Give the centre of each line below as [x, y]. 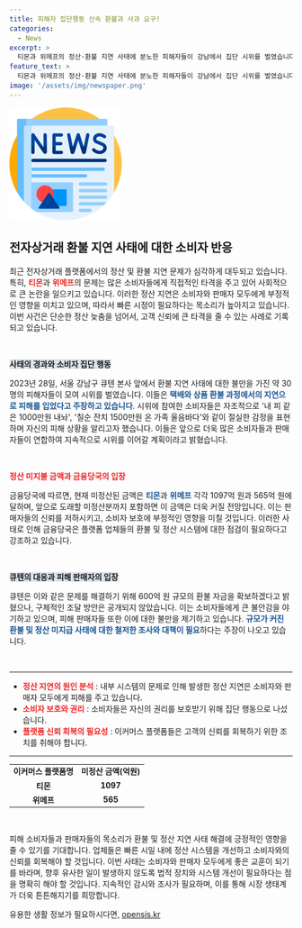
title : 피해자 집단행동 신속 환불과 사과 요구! [85, 19]
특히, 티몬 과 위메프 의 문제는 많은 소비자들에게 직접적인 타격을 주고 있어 [133, 282]
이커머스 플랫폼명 [43, 771]
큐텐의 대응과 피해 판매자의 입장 [64, 577]
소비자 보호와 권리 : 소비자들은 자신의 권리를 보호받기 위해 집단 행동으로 [147, 708]
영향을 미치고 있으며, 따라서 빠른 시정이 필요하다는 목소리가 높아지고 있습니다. [154, 305]
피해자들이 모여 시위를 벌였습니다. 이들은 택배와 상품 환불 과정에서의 [144, 394]
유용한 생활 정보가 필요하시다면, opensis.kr [85, 914]
